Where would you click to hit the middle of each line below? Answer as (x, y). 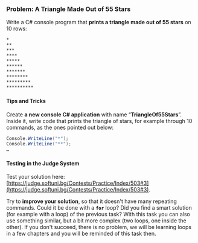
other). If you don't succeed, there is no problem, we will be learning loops (99, 227)
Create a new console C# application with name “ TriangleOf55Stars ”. (94, 115)
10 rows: (17, 28)
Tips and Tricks (26, 101)
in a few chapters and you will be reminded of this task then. (81, 234)
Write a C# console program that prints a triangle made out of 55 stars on (99, 22)
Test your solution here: (36, 177)
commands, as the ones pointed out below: (60, 127)
